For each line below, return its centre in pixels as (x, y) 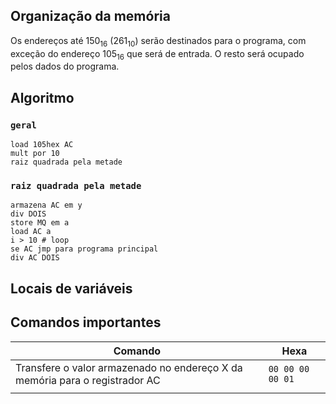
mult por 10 (35, 154)
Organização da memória (90, 16)
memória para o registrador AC (88, 380)
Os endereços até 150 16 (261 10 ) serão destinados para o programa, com (158, 41)
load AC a (31, 232)
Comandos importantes (86, 322)
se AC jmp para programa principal (84, 249)
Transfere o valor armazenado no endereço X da (129, 367)
